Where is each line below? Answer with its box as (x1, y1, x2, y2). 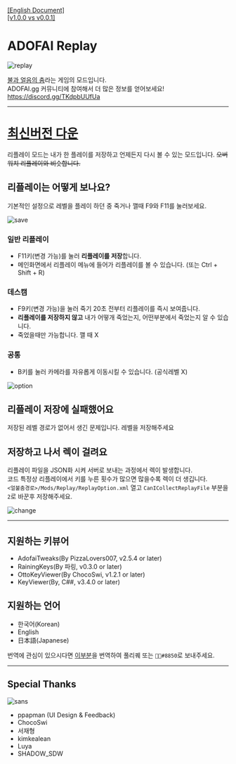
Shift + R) (17, 268, 45, 277)
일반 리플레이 (7, 235, 49, 244)
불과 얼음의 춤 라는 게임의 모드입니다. (7, 75, 107, 84)
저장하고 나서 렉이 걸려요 (7, 446, 107, 458)
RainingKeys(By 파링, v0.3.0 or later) (17, 562, 122, 571)
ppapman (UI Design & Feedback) (17, 711, 116, 719)
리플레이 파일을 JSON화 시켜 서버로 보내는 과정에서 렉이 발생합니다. (7, 466, 193, 475)
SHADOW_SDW (17, 749, 63, 758)
